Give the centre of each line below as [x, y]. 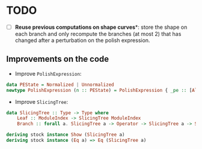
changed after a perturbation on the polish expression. [82, 40]
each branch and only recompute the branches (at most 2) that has [98, 34]
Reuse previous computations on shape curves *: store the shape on [101, 27]
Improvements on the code [58, 59]
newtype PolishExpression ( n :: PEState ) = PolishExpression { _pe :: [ [99, 90]
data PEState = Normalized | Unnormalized [60, 85]
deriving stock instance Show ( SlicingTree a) [66, 135]
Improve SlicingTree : [41, 102]
